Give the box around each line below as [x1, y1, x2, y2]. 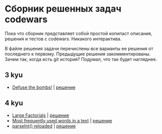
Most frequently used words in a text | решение [12, 117, 112, 123]
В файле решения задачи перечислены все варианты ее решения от [5, 45, 153, 51]
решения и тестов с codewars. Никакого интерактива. [5, 36, 122, 42]
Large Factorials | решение [12, 112, 69, 118]
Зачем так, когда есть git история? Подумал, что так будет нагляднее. [5, 56, 157, 62]
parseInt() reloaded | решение [12, 123, 76, 129]
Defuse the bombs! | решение [12, 84, 75, 90]
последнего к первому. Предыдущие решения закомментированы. [5, 51, 151, 57]
